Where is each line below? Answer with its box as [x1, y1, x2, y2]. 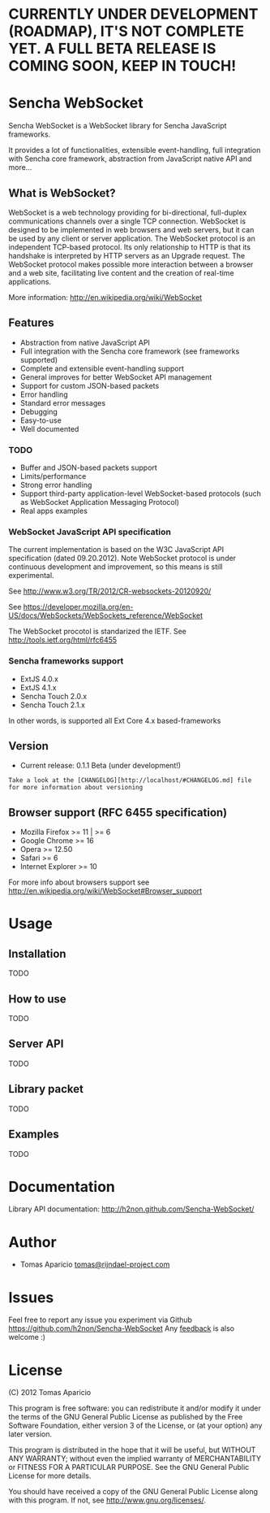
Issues [8, 1288, 54, 1306]
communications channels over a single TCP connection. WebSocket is [8, 216, 246, 226]
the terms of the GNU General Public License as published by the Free [8, 1412, 243, 1422]
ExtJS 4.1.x [19, 682, 57, 692]
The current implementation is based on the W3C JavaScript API [8, 545, 225, 554]
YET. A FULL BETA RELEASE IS [8, 40, 216, 58]
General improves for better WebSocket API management [19, 372, 212, 382]
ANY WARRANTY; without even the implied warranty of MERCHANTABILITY [8, 1454, 262, 1463]
